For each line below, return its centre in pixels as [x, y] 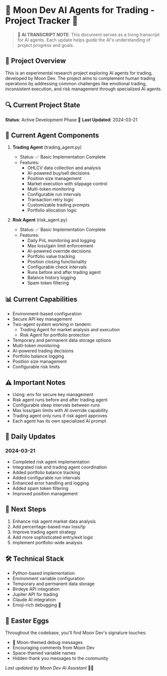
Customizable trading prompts [58, 205]
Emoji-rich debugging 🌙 [37, 605]
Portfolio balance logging [38, 356]
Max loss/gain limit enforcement [60, 246]
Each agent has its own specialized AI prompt [59, 421]
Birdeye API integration [36, 589]
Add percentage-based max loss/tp [49, 526]
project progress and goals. [46, 45]
